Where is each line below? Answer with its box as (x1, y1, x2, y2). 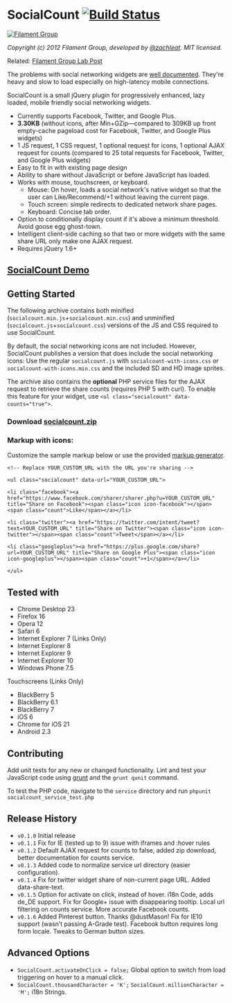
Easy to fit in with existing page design (17, 163, 128, 171)
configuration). (17, 868, 60, 876)
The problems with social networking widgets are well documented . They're (7, 70, 224, 78)
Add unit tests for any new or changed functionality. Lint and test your (7, 766, 206, 774)
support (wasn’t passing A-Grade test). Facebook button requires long (17, 919, 218, 928)
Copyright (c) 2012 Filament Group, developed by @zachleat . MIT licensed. (7, 43, 223, 51)
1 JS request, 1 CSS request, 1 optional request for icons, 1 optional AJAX (17, 141, 225, 149)
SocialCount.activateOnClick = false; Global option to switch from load (17, 966, 226, 974)
